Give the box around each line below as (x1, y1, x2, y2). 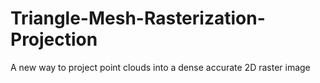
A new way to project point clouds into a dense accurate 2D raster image (10, 61, 311, 73)
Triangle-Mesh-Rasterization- (10, 7, 266, 30)
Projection (10, 28, 98, 51)
